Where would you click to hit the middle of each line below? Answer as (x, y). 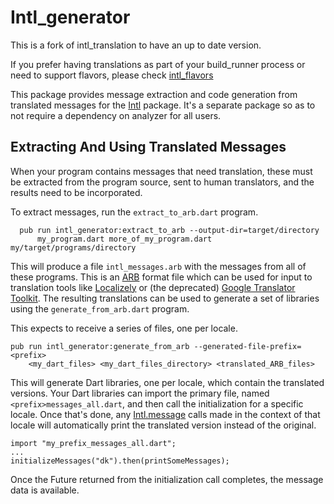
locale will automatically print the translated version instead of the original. (163, 425)
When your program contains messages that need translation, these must (161, 171)
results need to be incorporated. (76, 192)
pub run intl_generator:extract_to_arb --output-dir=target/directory (169, 230)
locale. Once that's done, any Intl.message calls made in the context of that (165, 414)
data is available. (45, 490)
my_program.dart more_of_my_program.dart (124, 239)
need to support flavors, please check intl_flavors (112, 75)
